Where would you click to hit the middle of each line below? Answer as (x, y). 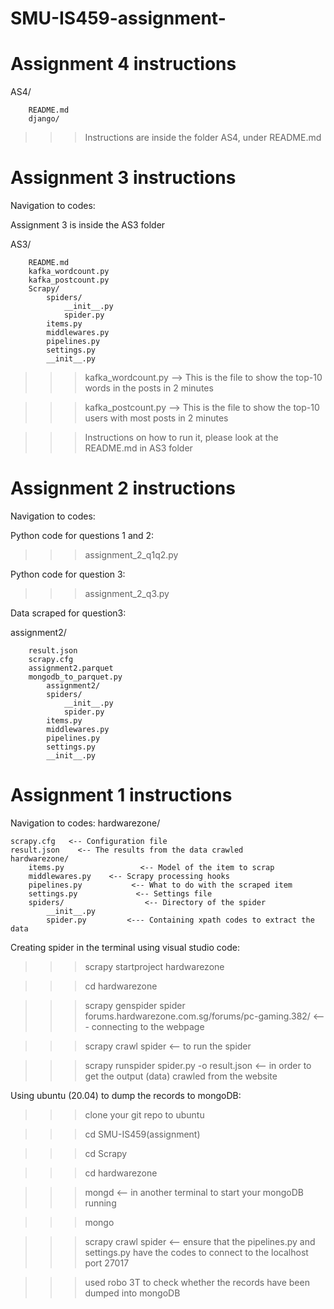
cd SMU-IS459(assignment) (142, 1134)
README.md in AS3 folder (138, 448)
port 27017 (107, 1263)
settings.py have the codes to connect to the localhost (196, 1252)
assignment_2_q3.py (127, 593)
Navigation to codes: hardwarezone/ (85, 823)
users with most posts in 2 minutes (156, 418)
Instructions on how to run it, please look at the (181, 438)
